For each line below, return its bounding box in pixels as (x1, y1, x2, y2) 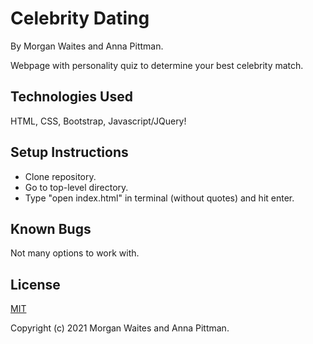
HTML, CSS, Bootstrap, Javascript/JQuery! (10, 115, 187, 127)
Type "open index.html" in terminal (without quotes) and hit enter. (24, 192, 295, 204)
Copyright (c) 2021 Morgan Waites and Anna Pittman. (10, 322, 230, 334)
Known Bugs (10, 220, 92, 237)
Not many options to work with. (10, 247, 140, 259)
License (10, 276, 61, 293)
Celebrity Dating (10, 7, 150, 30)
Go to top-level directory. (24, 181, 129, 193)
